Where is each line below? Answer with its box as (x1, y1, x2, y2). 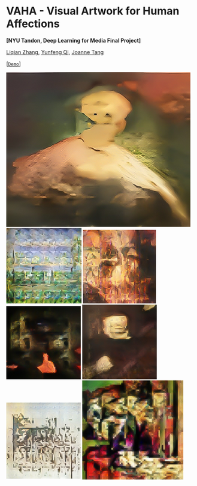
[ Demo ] (6, 60, 21, 67)
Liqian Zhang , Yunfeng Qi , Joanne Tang (6, 48, 104, 55)
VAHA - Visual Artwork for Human (6, 4, 180, 18)
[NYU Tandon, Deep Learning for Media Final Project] (6, 37, 141, 44)
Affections (6, 17, 60, 31)
